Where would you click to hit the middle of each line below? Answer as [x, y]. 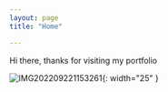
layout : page [34, 18]
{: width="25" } [130, 77]
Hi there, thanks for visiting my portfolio [84, 60]
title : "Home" [36, 26]
